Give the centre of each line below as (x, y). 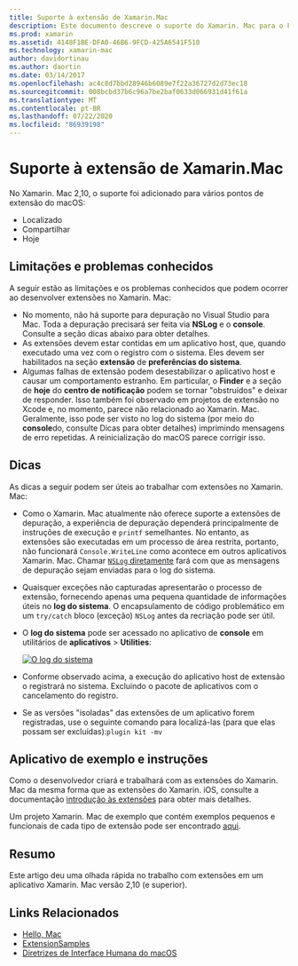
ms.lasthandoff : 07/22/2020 (61, 116)
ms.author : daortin (45, 67)
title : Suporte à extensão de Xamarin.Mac (89, 17)
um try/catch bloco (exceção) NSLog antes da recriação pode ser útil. (149, 615)
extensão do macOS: (47, 202)
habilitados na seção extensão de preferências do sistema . (132, 361)
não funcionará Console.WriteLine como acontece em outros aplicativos (154, 550)
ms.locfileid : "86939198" (57, 125)
